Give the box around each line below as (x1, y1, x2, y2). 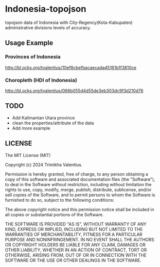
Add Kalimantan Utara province (12, 114, 75, 120)
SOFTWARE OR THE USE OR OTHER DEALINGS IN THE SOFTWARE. (5, 257, 142, 263)
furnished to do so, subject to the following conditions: (5, 197, 114, 203)
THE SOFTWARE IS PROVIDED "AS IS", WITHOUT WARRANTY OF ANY (5, 221, 147, 227)
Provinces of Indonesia (5, 54, 61, 60)
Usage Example (5, 39, 53, 47)
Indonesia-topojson (5, 3, 87, 15)
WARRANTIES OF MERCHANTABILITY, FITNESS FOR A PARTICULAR (5, 231, 142, 237)
